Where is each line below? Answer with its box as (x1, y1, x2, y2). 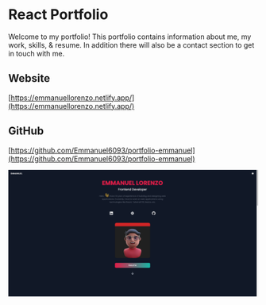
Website (8, 71, 50, 85)
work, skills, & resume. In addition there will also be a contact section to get (8, 40, 255, 49)
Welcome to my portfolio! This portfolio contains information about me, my (8, 32, 252, 41)
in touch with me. (8, 48, 65, 58)
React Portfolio (8, 6, 109, 24)
